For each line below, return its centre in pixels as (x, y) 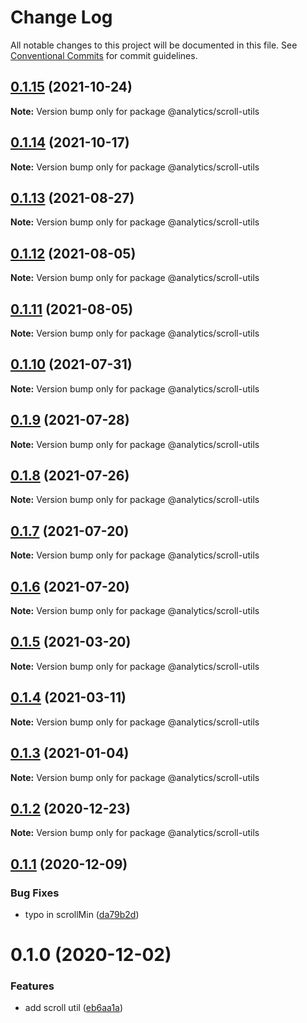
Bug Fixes (35, 893)
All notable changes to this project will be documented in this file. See (154, 45)
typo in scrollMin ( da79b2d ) (82, 914)
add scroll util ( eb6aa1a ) (74, 1008)
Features (32, 986)
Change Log (61, 17)
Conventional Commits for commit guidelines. (104, 55)
